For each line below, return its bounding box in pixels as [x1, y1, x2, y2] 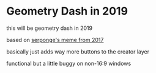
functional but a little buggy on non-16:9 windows [6, 60, 132, 67]
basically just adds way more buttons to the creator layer [6, 47, 150, 55]
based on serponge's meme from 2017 [6, 36, 104, 43]
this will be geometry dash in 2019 [6, 24, 93, 32]
